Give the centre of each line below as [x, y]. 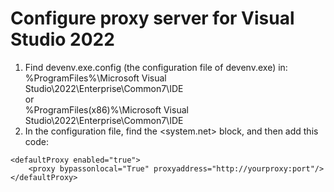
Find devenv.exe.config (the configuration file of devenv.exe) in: [156, 67]
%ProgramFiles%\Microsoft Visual [95, 78]
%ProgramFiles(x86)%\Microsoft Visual [106, 109]
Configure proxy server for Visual [152, 18]
